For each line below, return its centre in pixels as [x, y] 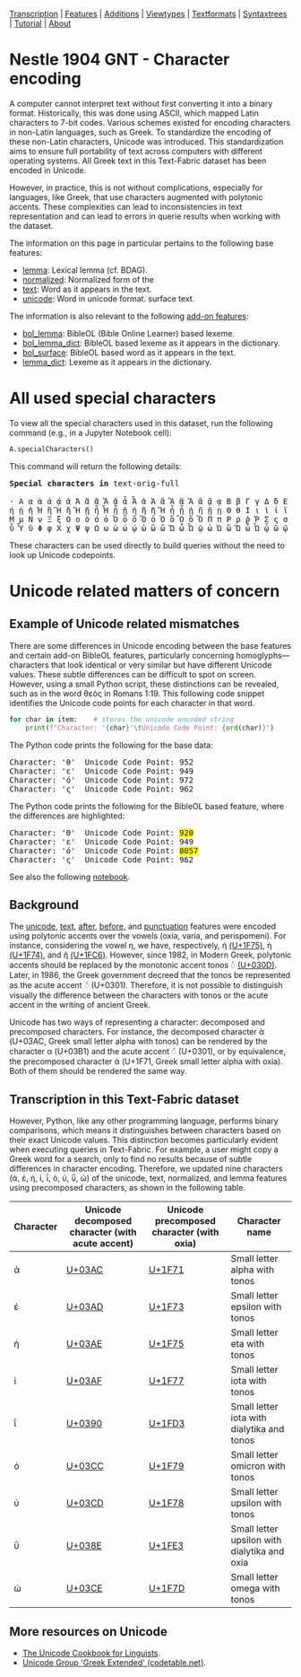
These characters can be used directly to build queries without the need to [147, 545]
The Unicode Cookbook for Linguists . [91, 1653]
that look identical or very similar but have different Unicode [161, 665]
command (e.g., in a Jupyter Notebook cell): [90, 432]
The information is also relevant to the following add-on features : [129, 316]
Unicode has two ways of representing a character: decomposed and [138, 1022]
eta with [248, 1344]
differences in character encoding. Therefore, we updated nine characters [146, 1169]
